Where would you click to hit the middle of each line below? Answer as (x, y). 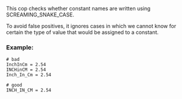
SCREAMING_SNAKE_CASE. (40, 15)
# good (14, 85)
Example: (20, 47)
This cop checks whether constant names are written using (78, 8)
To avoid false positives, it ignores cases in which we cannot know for (91, 26)
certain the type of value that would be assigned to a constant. (82, 32)
